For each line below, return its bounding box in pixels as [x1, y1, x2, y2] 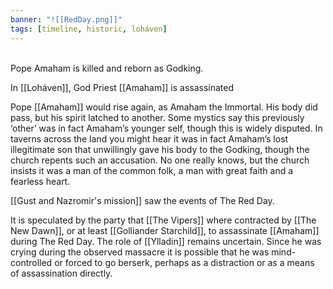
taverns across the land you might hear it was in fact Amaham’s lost [10, 132, 289, 145]
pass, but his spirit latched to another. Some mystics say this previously [10, 111, 305, 123]
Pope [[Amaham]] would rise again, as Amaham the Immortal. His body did [10, 101, 318, 113]
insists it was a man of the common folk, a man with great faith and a [10, 164, 294, 176]
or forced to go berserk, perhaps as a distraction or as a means [54, 256, 315, 268]
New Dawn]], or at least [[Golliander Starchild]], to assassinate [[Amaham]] [10, 224, 320, 236]
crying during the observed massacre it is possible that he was [10, 246, 270, 258]
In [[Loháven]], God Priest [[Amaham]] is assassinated [10, 81, 235, 93]
